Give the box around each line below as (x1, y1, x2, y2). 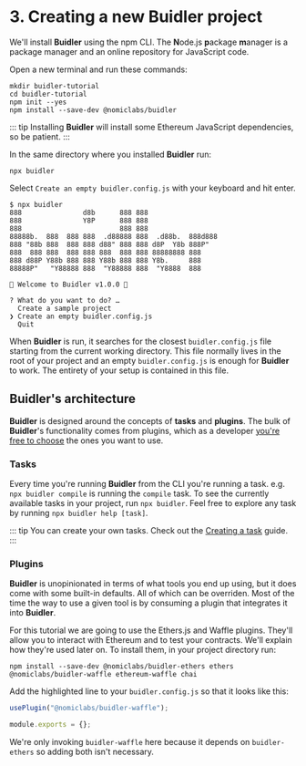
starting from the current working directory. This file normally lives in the (9, 345, 281, 357)
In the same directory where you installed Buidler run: (9, 149, 212, 160)
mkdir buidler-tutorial (9, 81, 100, 90)
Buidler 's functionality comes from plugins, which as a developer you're (9, 425, 280, 436)
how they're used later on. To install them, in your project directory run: (9, 645, 276, 656)
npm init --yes (9, 98, 67, 107)
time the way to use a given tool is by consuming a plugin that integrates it (9, 597, 289, 608)
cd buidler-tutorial (9, 89, 88, 98)
